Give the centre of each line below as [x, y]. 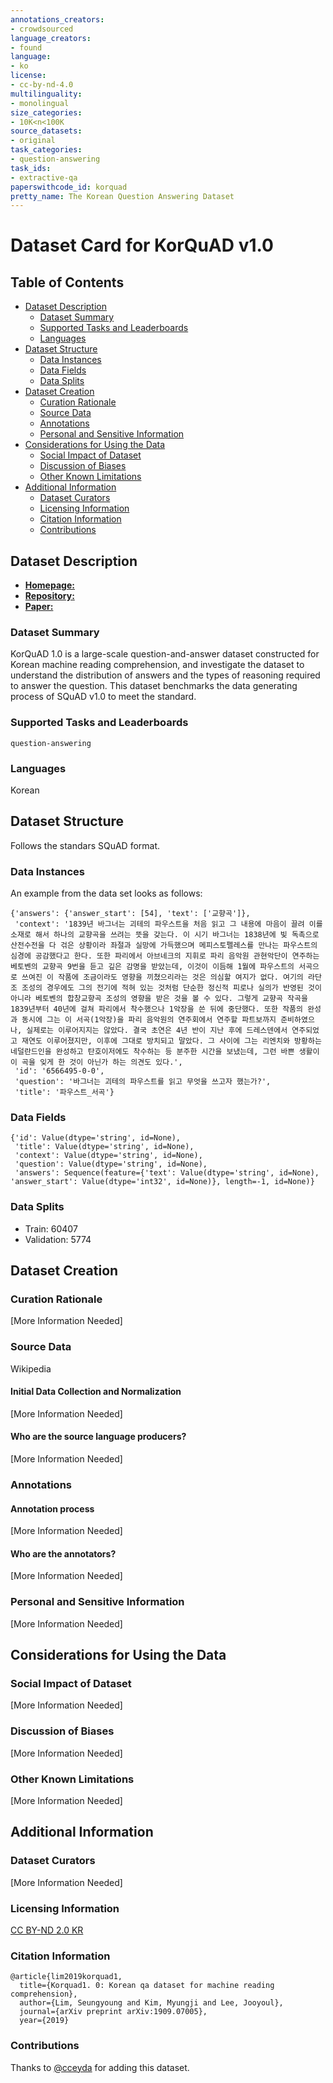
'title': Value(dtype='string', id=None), [104, 1147]
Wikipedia [31, 1368]
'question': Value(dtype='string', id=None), [111, 1164]
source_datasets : [46, 131]
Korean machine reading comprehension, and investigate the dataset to [157, 665]
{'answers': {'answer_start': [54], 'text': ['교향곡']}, [130, 914]
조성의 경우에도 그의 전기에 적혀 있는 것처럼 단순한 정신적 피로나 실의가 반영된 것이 [171, 988]
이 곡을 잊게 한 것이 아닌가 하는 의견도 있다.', [96, 1062]
